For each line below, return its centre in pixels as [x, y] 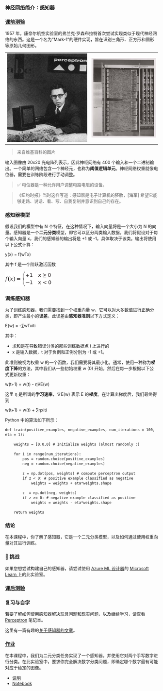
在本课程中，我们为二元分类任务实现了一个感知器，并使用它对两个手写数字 [79, 656]
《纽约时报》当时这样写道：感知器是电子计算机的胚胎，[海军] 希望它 [85, 195]
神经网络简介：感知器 [30, 7]
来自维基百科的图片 [36, 152]
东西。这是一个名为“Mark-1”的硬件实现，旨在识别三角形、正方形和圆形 [84, 39]
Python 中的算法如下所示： [32, 420]
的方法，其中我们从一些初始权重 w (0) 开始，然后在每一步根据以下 [84, 369]
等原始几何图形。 [22, 46]
